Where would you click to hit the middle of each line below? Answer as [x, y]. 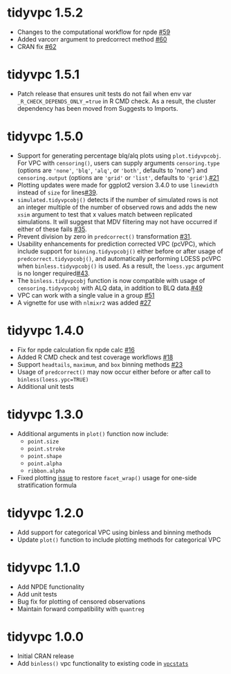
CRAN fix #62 [37, 46]
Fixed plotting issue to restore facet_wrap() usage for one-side [107, 477]
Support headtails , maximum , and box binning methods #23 [100, 364]
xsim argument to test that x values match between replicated [105, 214]
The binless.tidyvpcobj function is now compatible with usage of [111, 280]
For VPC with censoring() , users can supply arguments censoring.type [118, 163]
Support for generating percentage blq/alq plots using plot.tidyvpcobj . [119, 155]
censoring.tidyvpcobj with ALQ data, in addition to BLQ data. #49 [110, 288]
